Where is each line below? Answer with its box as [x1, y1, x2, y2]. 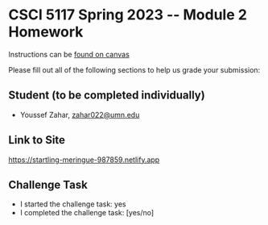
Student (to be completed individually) [8, 89, 205, 102]
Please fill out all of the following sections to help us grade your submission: [8, 65, 261, 74]
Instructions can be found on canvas [8, 49, 130, 59]
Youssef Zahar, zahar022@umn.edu [19, 110, 140, 119]
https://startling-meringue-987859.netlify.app [8, 155, 160, 165]
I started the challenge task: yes [19, 199, 126, 209]
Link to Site [8, 133, 66, 147]
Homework [8, 23, 84, 41]
